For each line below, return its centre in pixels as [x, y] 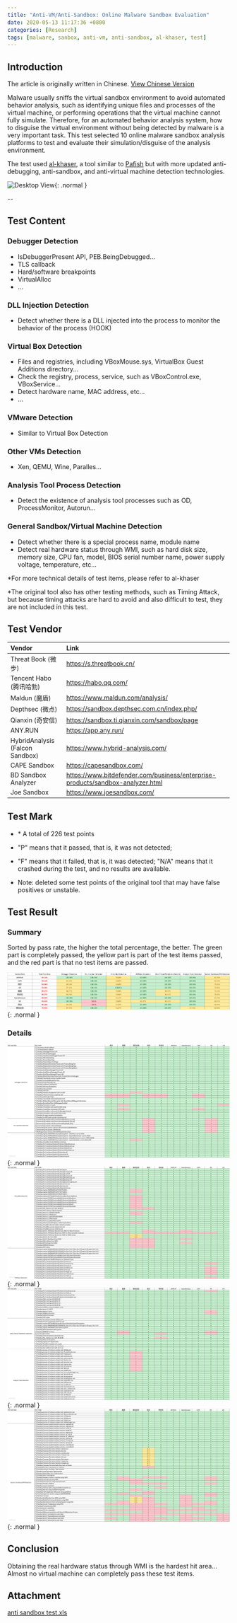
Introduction [35, 67]
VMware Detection [40, 417]
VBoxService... [39, 384]
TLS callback [36, 264]
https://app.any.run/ [95, 730]
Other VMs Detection [44, 451]
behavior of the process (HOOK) [65, 328]
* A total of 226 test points [56, 833]
